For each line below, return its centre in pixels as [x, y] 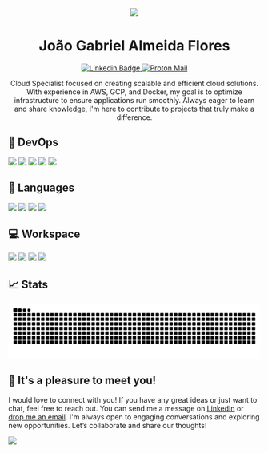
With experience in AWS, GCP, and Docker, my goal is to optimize [134, 92]
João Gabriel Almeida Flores [134, 46]
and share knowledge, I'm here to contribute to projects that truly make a [134, 109]
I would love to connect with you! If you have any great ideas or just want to [133, 399]
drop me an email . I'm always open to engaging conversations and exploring [134, 417]
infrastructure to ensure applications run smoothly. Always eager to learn [134, 100]
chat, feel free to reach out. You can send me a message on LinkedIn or [126, 408]
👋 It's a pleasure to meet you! [82, 381]
